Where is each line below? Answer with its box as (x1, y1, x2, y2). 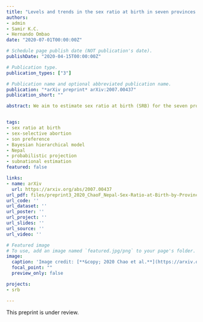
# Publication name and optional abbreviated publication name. (6, 81, 172, 87)
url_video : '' (6, 231, 42, 237)
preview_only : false (11, 270, 63, 276)
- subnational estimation (6, 158, 71, 165)
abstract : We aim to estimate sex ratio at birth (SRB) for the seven (6, 103, 188, 109)
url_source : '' (6, 225, 45, 231)
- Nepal (6, 147, 26, 153)
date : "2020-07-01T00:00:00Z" (6, 37, 83, 43)
